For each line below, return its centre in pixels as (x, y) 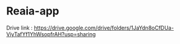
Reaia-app (33, 11)
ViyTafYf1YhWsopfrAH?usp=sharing (51, 34)
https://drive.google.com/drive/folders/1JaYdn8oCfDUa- (104, 28)
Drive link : (20, 28)
